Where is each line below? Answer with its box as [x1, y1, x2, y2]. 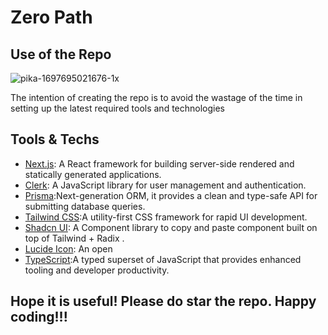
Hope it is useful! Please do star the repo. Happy [10, 293, 317, 310]
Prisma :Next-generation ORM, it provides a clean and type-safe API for [24, 189, 318, 201]
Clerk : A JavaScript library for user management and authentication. [24, 179, 307, 191]
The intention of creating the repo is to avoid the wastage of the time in [10, 92, 303, 103]
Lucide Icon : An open [24, 242, 113, 255]
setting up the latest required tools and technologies [10, 102, 226, 114]
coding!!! [10, 309, 68, 326]
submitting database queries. [24, 200, 146, 212]
